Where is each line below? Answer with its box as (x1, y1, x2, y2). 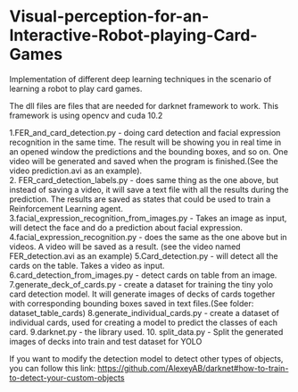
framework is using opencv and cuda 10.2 (9, 110, 163, 121)
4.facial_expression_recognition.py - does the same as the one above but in (9, 231, 287, 242)
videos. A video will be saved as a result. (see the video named (9, 241, 241, 252)
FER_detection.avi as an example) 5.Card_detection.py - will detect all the (9, 250, 278, 261)
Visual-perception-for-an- (9, 6, 210, 27)
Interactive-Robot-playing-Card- (9, 25, 258, 46)
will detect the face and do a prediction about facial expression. (9, 221, 244, 233)
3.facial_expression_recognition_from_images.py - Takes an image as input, (9, 213, 287, 223)
